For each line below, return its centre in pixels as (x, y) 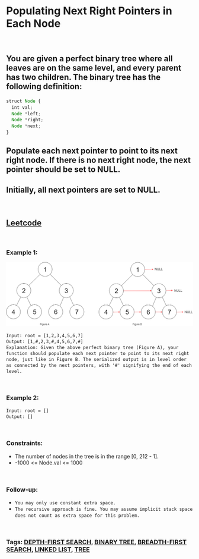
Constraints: (25, 443)
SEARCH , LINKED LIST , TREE (48, 549)
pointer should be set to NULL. (63, 170)
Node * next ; (26, 126)
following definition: (44, 87)
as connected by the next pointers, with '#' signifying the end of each (99, 366)
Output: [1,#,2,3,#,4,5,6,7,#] (45, 342)
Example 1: (22, 252)
